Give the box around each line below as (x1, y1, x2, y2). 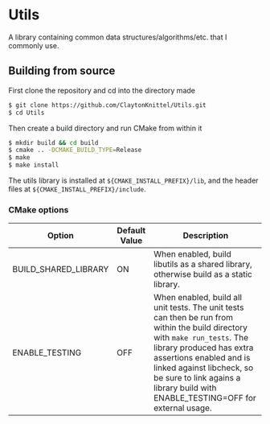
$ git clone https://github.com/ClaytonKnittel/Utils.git (8, 101, 207, 109)
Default (117, 225, 146, 237)
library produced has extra (153, 342, 254, 353)
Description (182, 230, 229, 241)
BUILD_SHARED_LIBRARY (12, 264, 109, 275)
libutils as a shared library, (153, 259, 253, 270)
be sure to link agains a (153, 373, 241, 384)
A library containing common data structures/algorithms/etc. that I (8, 32, 227, 42)
